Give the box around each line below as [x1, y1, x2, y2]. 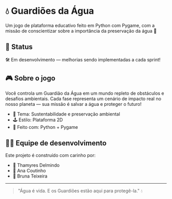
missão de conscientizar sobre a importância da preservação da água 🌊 [5, 28, 157, 34]
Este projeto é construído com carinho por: [5, 152, 96, 159]
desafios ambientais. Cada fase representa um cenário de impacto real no [5, 95, 161, 102]
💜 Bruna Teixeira [12, 173, 48, 179]
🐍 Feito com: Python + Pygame [12, 124, 78, 130]
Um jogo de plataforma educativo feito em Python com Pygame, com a [5, 22, 155, 28]
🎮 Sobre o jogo [5, 74, 55, 83]
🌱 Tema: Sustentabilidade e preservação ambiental [12, 110, 120, 117]
